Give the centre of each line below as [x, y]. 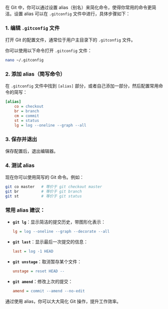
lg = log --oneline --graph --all [50, 125]
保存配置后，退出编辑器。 [32, 151]
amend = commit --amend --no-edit [49, 291]
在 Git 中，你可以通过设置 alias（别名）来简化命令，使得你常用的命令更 [79, 7]
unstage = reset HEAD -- [38, 271]
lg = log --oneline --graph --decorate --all [61, 232]
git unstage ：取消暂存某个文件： [47, 262]
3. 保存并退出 [21, 139]
